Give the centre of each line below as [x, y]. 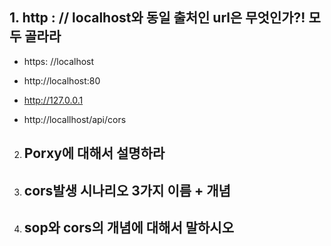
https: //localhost [59, 61]
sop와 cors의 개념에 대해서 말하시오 [128, 227]
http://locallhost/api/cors [75, 119]
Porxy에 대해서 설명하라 [94, 153]
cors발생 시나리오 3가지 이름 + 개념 [127, 190]
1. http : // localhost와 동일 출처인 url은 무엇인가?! [157, 18]
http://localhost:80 [62, 80]
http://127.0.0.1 [53, 100]
